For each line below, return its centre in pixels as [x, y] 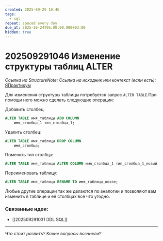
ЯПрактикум [18, 85]
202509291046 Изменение [63, 56]
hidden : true [18, 32]
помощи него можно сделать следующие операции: [59, 100]
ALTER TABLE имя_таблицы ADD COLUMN [42, 118]
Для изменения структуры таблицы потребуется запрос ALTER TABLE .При [81, 94]
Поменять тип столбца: [29, 155]
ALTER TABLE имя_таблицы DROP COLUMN [43, 141]
